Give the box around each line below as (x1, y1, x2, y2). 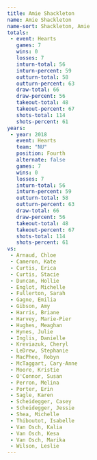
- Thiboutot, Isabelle (10, 417, 75, 424)
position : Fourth (16, 150, 66, 157)
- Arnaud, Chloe (10, 252, 57, 259)
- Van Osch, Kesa (10, 430, 59, 437)
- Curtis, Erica (10, 264, 57, 271)
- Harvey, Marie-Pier (10, 316, 72, 322)
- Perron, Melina (10, 379, 59, 386)
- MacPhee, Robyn (10, 354, 59, 361)
